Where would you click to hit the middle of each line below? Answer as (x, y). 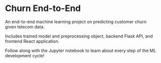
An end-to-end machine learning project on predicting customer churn (76, 22)
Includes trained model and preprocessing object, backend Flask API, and (79, 36)
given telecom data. (25, 26)
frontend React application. (32, 41)
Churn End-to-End (43, 8)
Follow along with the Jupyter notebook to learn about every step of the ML (81, 50)
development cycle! (25, 55)
